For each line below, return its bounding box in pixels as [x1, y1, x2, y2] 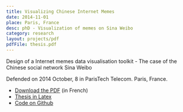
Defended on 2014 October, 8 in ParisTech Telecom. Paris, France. [6, 75, 168, 83]
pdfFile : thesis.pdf [6, 42, 57, 48]
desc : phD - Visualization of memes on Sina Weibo [6, 25, 133, 31]
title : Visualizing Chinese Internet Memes [6, 8, 115, 15]
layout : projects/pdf [6, 36, 60, 42]
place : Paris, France [6, 19, 60, 25]
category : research [6, 31, 54, 37]
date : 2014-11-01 [6, 14, 49, 20]
